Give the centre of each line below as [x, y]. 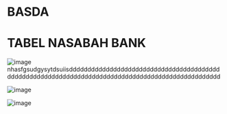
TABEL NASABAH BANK [76, 43]
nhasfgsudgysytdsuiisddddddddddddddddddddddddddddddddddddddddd [113, 70]
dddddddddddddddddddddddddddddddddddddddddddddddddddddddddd [114, 76]
